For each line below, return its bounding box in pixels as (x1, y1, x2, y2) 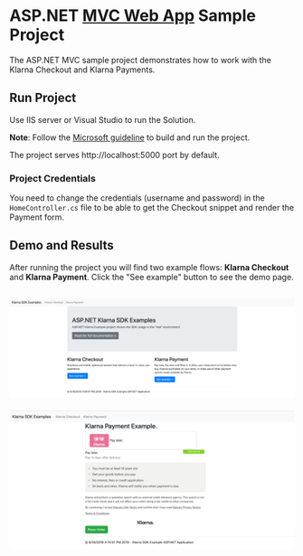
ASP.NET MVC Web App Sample (9, 5, 256, 26)
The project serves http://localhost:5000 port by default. (9, 149, 220, 160)
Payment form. (9, 212, 65, 222)
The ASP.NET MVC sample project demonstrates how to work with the (9, 54, 271, 65)
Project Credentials (9, 172, 97, 184)
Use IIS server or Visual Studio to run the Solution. (9, 114, 196, 125)
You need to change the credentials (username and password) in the (9, 193, 265, 203)
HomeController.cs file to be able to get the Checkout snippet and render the (9, 203, 295, 213)
